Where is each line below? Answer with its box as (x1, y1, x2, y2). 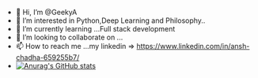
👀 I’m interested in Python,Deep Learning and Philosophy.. (15, 16, 206, 25)
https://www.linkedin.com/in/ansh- (136, 42, 250, 50)
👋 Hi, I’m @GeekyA (15, 8, 78, 17)
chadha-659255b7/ (15, 53, 80, 62)
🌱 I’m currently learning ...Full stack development (15, 24, 176, 33)
